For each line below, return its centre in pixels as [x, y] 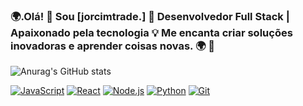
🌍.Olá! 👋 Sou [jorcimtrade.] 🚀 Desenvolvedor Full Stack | [150, 16]
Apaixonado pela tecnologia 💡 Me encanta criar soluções [151, 32]
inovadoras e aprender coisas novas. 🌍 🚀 [112, 46]
